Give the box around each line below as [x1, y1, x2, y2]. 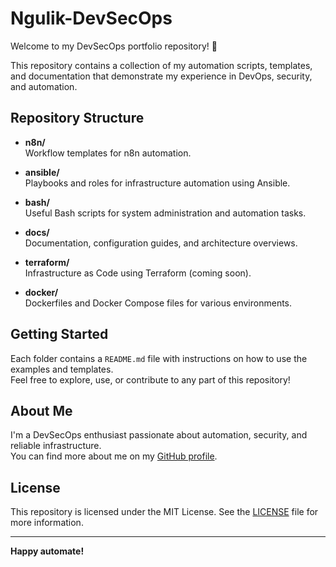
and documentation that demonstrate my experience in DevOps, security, [10, 70, 313, 82]
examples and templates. [10, 363, 114, 375]
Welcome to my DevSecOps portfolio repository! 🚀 [10, 40, 218, 52]
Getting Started [10, 326, 109, 343]
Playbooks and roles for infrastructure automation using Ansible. [24, 177, 291, 189]
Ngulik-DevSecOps [10, 7, 173, 30]
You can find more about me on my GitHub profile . [10, 450, 218, 462]
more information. [10, 517, 84, 529]
